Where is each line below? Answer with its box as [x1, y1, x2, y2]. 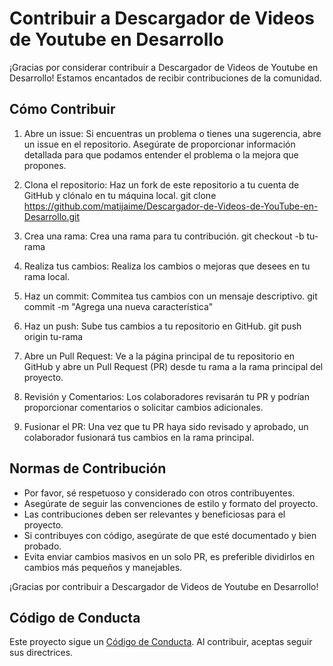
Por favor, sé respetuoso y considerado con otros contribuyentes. [23, 487, 296, 499]
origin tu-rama [23, 330, 84, 342]
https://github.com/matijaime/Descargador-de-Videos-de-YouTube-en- [23, 200, 319, 212]
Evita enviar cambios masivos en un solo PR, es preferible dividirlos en [23, 550, 316, 562]
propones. [23, 159, 67, 171]
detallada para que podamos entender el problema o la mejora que [23, 148, 299, 161]
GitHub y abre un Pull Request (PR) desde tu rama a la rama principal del [23, 360, 324, 372]
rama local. [23, 270, 71, 282]
